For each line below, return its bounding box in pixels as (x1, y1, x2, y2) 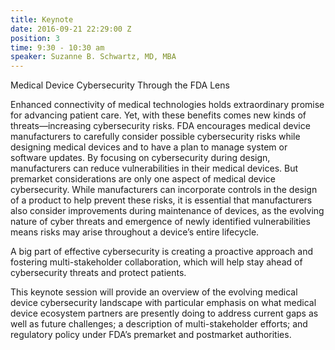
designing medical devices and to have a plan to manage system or (10, 141, 288, 153)
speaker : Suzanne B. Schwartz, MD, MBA (10, 52, 177, 62)
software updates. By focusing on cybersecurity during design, (10, 152, 271, 164)
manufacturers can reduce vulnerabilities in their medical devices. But (10, 162, 299, 175)
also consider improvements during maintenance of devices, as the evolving (10, 205, 325, 217)
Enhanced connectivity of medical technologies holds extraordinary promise (10, 99, 325, 111)
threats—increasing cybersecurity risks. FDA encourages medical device (10, 120, 311, 132)
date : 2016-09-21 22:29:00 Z (10, 24, 132, 34)
